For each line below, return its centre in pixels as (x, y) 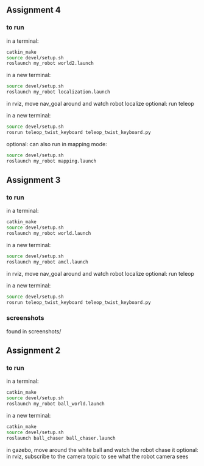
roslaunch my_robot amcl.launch (47, 262)
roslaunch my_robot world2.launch (50, 64)
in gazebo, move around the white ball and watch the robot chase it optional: (102, 449)
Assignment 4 (33, 10)
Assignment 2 (33, 351)
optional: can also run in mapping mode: (57, 144)
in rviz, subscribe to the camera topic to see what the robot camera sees (97, 456)
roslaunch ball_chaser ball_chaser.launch (61, 438)
